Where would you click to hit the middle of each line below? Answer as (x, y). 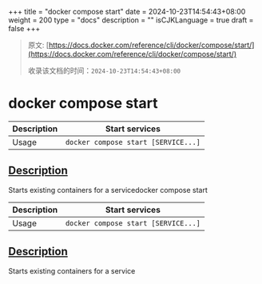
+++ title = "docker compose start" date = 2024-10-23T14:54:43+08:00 (127, 12)
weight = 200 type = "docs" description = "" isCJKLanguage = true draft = (131, 20)
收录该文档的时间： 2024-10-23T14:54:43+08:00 (104, 70)
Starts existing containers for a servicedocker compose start (108, 190)
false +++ (24, 28)
